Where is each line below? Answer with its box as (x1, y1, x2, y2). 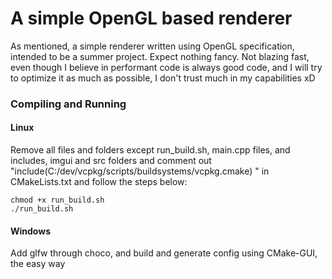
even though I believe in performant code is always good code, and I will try (10, 61, 323, 73)
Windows (10, 225, 51, 237)
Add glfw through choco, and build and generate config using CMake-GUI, (10, 247, 318, 259)
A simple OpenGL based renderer (10, 7, 293, 30)
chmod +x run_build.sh (10, 195, 105, 206)
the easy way (10, 258, 66, 270)
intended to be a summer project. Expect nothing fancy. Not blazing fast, (10, 50, 310, 62)
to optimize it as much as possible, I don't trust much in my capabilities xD (10, 72, 316, 84)
